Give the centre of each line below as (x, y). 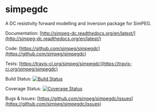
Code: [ (13, 48)
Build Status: (18, 79)
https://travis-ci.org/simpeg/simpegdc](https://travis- (76, 63)
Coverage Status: (23, 88)
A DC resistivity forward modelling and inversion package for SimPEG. (79, 23)
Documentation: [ (23, 33)
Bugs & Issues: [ (22, 98)
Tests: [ (13, 63)
